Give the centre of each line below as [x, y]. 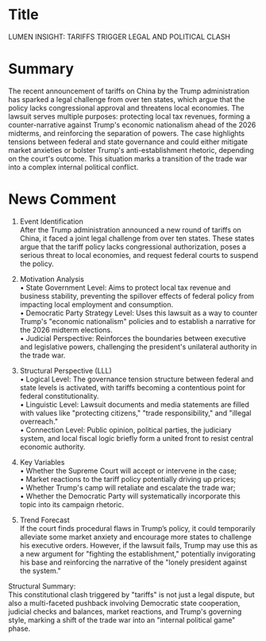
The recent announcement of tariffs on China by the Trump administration [129, 91]
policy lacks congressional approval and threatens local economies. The [126, 107]
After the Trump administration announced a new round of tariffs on [131, 229]
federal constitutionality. [59, 396]
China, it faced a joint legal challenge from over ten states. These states [137, 238]
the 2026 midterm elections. [66, 330]
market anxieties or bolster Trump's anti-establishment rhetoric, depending [131, 150]
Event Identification [51, 221]
